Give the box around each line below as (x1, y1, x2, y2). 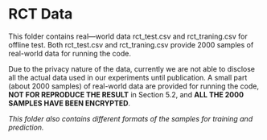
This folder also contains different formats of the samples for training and (8, 113, 253, 123)
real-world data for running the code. (8, 48, 131, 58)
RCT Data (8, 5, 73, 23)
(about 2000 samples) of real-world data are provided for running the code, (8, 81, 260, 91)
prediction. (8, 122, 44, 132)
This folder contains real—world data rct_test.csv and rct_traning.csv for (8, 31, 248, 41)
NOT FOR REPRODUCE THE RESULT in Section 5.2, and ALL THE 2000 (8, 89, 244, 99)
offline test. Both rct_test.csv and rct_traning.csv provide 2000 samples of (8, 39, 254, 49)
